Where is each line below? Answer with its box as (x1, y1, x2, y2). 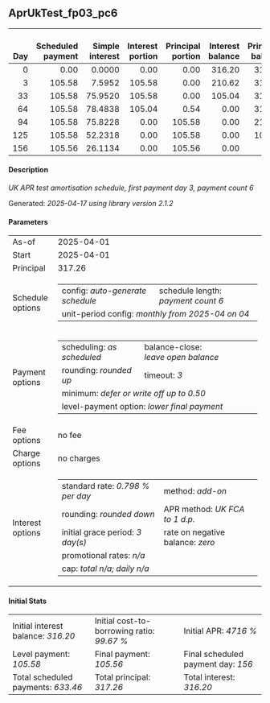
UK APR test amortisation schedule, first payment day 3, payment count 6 (8, 183, 255, 192)
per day (61, 490, 91, 502)
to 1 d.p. (163, 514, 195, 525)
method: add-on (163, 486, 227, 497)
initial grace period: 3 (61, 527, 142, 538)
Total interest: (183, 672, 235, 683)
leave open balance (144, 352, 219, 363)
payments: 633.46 (12, 682, 83, 693)
